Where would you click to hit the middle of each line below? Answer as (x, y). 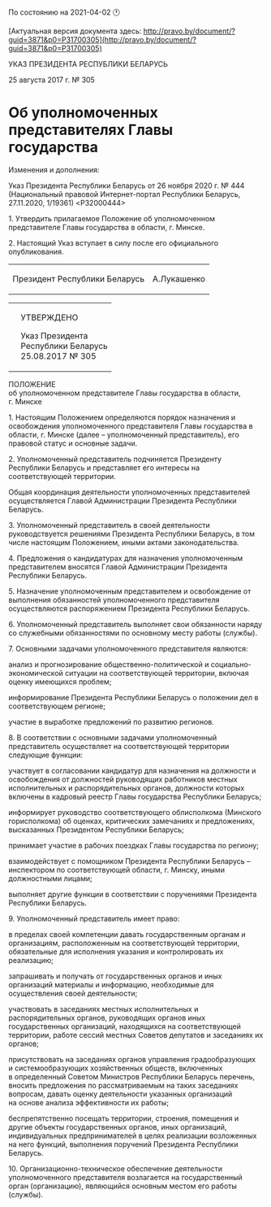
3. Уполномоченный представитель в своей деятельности (110, 525)
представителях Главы (91, 130)
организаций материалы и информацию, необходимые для (111, 984)
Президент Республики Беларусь (78, 278)
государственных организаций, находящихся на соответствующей (125, 1026)
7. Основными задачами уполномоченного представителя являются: (129, 648)
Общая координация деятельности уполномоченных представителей (129, 492)
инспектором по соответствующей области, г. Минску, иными (117, 869)
